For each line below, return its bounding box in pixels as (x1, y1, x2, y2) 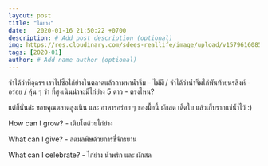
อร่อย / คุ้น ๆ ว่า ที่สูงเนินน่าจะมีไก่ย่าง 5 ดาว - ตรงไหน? (8, 87, 155, 96)
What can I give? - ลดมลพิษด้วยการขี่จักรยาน (8, 134, 137, 144)
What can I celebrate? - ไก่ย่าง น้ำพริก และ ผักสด (8, 150, 152, 160)
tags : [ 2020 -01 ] (8, 48, 62, 56)
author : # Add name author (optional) (8, 56, 137, 64)
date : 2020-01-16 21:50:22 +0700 (8, 26, 127, 34)
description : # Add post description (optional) (8, 33, 173, 42)
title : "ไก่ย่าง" (8, 19, 54, 27)
